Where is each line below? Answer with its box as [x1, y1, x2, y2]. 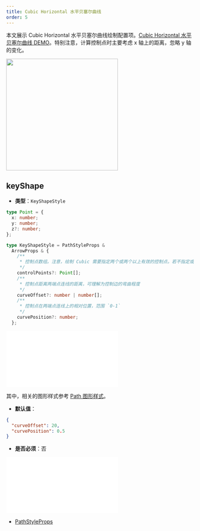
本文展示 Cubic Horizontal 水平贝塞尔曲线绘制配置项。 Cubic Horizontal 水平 [6, 31, 192, 39]
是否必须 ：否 [14, 445, 46, 452]
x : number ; [11, 215, 39, 221]
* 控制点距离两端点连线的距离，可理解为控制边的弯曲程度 [19, 281, 140, 287]
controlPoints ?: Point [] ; [17, 270, 82, 276]
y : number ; [11, 221, 39, 226]
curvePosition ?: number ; [17, 314, 79, 321]
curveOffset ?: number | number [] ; [17, 292, 102, 298]
